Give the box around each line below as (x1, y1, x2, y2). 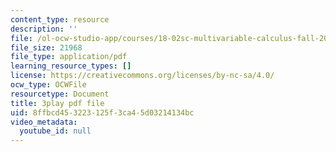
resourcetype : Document (10, 89, 110, 99)
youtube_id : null (19, 126, 92, 136)
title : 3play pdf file (10, 98, 105, 108)
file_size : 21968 (10, 42, 83, 53)
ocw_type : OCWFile (10, 80, 87, 90)
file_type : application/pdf (10, 52, 128, 62)
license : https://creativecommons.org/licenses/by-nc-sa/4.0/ (10, 71, 275, 81)
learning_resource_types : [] (10, 61, 132, 71)
